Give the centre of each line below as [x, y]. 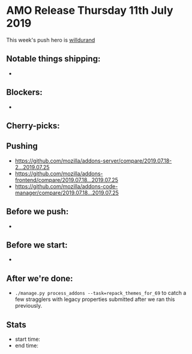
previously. [28, 306]
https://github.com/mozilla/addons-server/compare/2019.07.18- [93, 161]
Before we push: [37, 212]
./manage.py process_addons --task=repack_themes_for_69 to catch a [100, 293]
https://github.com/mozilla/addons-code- [66, 186]
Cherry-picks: [33, 126]
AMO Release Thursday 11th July [90, 11]
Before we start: [37, 245]
